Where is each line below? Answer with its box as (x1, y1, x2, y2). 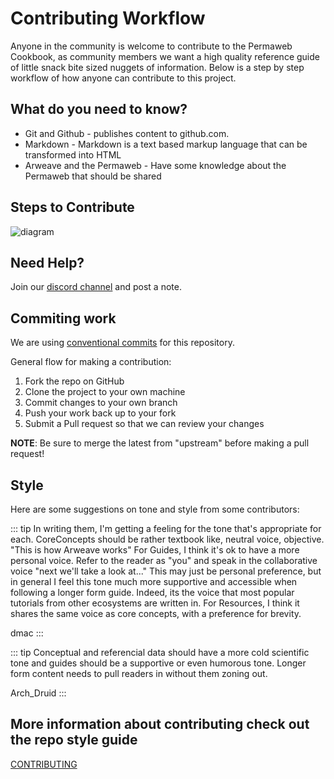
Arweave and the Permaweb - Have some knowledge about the (24, 159, 287, 171)
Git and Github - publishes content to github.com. (24, 127, 230, 139)
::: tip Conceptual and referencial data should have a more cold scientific (10, 647, 310, 658)
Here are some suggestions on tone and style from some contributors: (10, 503, 300, 515)
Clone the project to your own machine (24, 386, 186, 398)
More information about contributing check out (10, 716, 310, 733)
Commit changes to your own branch (24, 397, 178, 409)
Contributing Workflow (10, 7, 206, 30)
